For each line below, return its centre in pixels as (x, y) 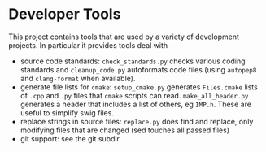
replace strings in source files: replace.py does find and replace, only (137, 121)
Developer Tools (65, 14)
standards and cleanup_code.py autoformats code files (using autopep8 (138, 69)
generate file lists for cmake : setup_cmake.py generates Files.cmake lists (139, 87)
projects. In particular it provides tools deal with (88, 45)
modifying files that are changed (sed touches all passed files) (125, 130)
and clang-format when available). (78, 78)
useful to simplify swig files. (67, 113)
